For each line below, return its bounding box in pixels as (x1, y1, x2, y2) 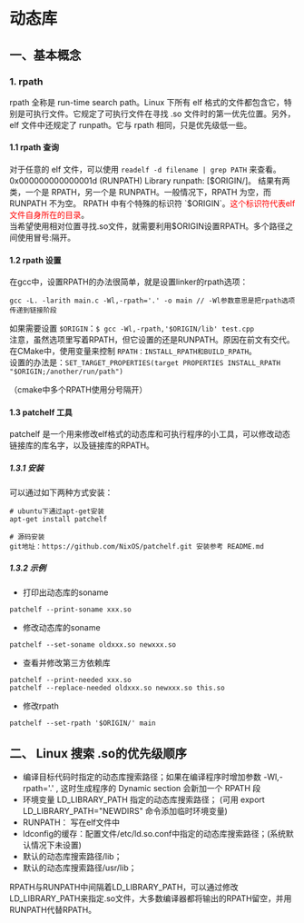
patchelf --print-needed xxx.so (9, 676, 132, 685)
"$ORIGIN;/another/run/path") (9, 367, 124, 377)
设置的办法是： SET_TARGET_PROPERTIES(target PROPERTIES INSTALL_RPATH (9, 357, 281, 368)
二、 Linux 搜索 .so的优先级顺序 (9, 746, 188, 761)
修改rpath (22, 700, 59, 711)
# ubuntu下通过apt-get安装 (9, 507, 104, 516)
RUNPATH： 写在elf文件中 (22, 817, 121, 828)
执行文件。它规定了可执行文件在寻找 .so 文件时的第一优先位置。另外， (33, 108, 296, 119)
